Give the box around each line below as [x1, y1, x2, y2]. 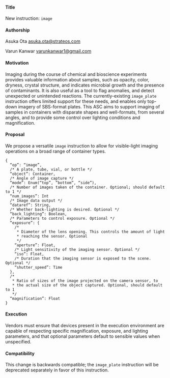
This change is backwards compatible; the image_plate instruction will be [5, 362, 159, 368]
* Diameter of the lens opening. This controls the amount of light [16, 229, 165, 234]
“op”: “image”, [10, 162, 42, 167]
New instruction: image [5, 15, 52, 21]
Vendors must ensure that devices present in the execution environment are [5, 323, 164, 329]
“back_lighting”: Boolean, [10, 211, 67, 216]
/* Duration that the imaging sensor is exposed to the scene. [14, 256, 152, 261]
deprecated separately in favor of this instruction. [5, 367, 109, 373]
